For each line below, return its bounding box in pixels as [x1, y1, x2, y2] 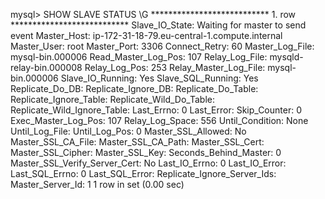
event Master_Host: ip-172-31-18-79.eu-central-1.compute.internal [10, 30, 283, 41]
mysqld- [269, 51, 304, 63]
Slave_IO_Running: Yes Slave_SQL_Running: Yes [60, 72, 259, 84]
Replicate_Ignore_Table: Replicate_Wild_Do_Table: [10, 94, 215, 105]
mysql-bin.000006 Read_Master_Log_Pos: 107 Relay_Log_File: [10, 51, 268, 63]
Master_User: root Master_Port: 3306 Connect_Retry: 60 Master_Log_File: [10, 40, 315, 52]
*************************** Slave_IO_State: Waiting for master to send [10, 19, 307, 31]
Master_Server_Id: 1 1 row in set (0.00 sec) [10, 179, 185, 190]
